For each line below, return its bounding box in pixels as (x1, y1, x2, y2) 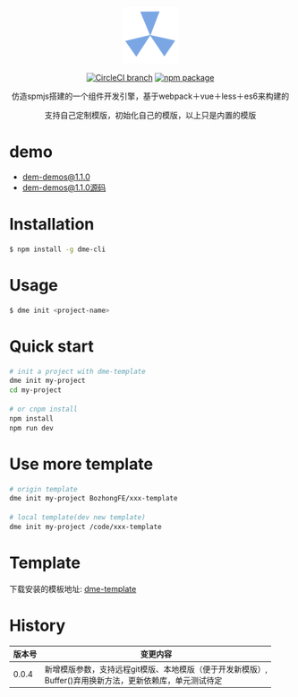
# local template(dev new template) (9, 513, 146, 522)
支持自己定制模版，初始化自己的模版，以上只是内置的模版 (44, 110, 257, 120)
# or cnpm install (9, 405, 78, 414)
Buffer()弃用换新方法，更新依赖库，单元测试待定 (44, 675, 223, 685)
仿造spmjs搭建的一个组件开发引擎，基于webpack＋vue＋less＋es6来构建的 (11, 91, 290, 101)
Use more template (9, 454, 154, 474)
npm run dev (9, 423, 54, 432)
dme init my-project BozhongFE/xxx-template (9, 494, 178, 503)
